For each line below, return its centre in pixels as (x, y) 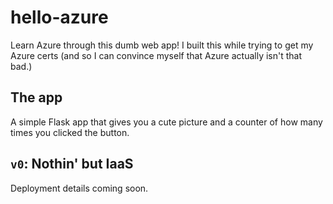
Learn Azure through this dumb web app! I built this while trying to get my (162, 45)
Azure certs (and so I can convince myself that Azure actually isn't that (156, 55)
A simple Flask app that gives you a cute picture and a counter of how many (166, 122)
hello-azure (59, 17)
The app (36, 97)
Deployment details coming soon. (79, 188)
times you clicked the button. (70, 132)
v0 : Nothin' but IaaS (72, 164)
